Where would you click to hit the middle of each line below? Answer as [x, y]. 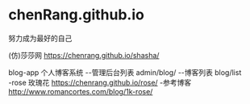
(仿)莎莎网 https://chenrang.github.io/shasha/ [84, 55]
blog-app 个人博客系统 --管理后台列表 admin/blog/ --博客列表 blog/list [125, 72]
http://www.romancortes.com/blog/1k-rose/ [81, 91]
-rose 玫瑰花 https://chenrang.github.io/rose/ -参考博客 [100, 82]
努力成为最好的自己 [40, 38]
